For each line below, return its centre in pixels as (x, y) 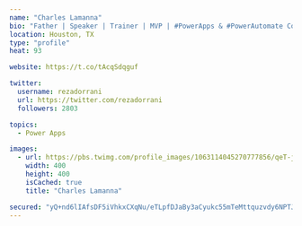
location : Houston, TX (52, 34)
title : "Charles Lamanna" (74, 191)
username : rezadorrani (60, 91)
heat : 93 (26, 51)
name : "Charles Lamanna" (56, 17)
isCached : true (54, 182)
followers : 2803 (48, 109)
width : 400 (46, 166)
